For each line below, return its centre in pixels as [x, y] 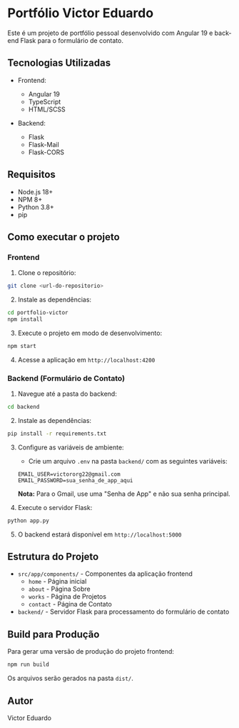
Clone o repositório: [47, 273]
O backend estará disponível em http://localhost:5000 [100, 534]
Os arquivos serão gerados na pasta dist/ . [70, 678]
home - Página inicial [57, 582]
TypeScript [45, 101]
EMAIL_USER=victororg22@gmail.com [69, 474]
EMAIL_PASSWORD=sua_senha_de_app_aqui [75, 480]
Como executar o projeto [63, 237]
